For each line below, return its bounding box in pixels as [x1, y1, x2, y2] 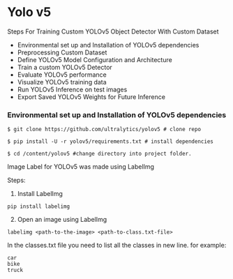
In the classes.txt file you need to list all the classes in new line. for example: [7, 241, 227, 250]
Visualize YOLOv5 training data [17, 77, 107, 86]
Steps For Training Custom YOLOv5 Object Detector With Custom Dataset [7, 27, 219, 36]
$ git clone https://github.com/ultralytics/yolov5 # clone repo [7, 126, 201, 133]
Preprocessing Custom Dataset [17, 48, 107, 56]
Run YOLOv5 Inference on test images [17, 85, 128, 93]
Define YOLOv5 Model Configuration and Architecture [17, 55, 172, 63]
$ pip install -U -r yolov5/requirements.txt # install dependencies [7, 138, 214, 145]
